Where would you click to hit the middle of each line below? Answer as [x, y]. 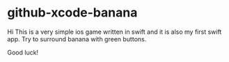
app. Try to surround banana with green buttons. [77, 39]
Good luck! [23, 52]
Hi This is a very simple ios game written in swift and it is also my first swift [114, 32]
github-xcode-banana [72, 13]
